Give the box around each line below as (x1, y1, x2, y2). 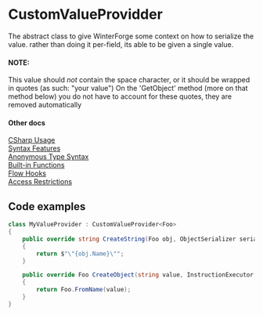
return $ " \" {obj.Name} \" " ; (36, 249, 124, 258)
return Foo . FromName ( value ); (36, 286, 131, 294)
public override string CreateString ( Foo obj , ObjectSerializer (22, 235, 236, 243)
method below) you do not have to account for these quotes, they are (8, 92, 232, 101)
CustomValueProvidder (8, 5, 163, 24)
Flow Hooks (8, 168, 47, 178)
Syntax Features (8, 143, 61, 154)
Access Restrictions (8, 177, 73, 186)
